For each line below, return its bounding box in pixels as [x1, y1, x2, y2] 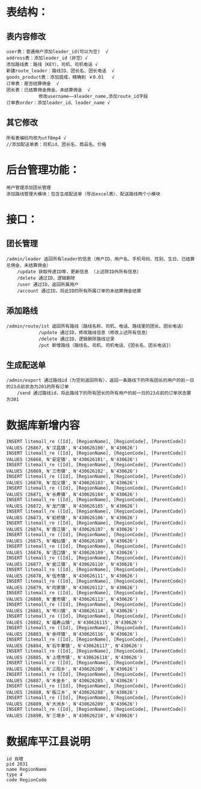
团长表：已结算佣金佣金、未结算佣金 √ [6, 87, 91, 93]
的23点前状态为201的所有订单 [6, 384, 69, 390]
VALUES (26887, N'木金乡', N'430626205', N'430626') [6, 678, 138, 684]
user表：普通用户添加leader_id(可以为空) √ [6, 49, 109, 55]
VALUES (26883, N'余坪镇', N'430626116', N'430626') [6, 632, 138, 638]
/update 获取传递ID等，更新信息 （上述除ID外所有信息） [17, 269, 142, 275]
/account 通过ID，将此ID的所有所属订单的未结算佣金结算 [17, 288, 142, 294]
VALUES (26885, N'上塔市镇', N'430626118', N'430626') [6, 654, 143, 661]
